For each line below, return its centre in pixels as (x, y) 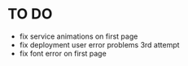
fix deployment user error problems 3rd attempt (99, 44)
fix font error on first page (63, 53)
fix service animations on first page (79, 36)
